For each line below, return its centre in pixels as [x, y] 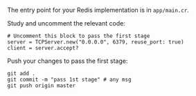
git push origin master [42, 86]
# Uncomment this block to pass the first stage [79, 36]
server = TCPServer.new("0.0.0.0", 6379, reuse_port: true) [96, 42]
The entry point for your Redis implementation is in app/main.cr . [98, 10]
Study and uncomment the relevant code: [66, 23]
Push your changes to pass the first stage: [68, 61]
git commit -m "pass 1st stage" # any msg [69, 79]
